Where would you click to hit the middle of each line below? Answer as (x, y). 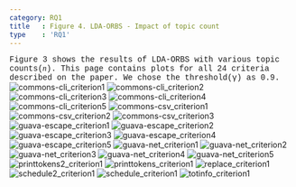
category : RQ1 (36, 18)
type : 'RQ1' (40, 34)
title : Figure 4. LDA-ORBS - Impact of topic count (115, 26)
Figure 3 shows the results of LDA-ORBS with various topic (144, 60)
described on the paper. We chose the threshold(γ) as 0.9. (144, 78)
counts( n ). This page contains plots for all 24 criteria (139, 69)
